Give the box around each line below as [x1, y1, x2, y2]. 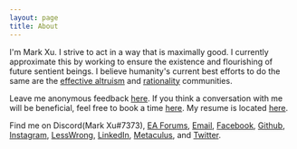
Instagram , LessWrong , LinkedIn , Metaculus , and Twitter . [9, 129, 222, 140]
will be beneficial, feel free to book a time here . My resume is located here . [9, 102, 289, 113]
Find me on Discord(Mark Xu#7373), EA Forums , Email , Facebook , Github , [9, 119, 285, 131]
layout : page [9, 13, 59, 23]
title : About [9, 22, 59, 31]
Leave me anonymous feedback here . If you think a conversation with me [9, 92, 283, 104]
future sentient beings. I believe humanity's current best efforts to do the [9, 65, 281, 77]
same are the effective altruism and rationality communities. [9, 75, 233, 86]
